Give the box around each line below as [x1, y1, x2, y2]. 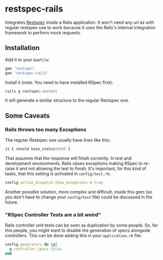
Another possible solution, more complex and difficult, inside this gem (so [5, 189, 152, 195]
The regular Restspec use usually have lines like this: [5, 137, 111, 143]
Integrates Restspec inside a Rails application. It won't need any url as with [5, 19, 154, 25]
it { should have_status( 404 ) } [5, 146, 70, 151]
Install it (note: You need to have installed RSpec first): [5, 79, 114, 85]
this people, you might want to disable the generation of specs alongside [5, 227, 151, 233]
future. [5, 199, 18, 205]
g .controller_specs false [9, 246, 62, 251]
